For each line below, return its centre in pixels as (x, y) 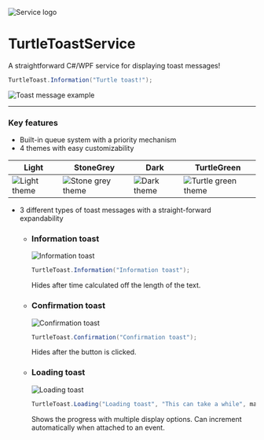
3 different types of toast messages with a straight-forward (115, 210)
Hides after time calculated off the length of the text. (116, 285)
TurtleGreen (218, 167)
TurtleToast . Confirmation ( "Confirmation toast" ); (114, 337)
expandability (42, 218)
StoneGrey (95, 167)
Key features (33, 123)
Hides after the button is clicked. (84, 352)
